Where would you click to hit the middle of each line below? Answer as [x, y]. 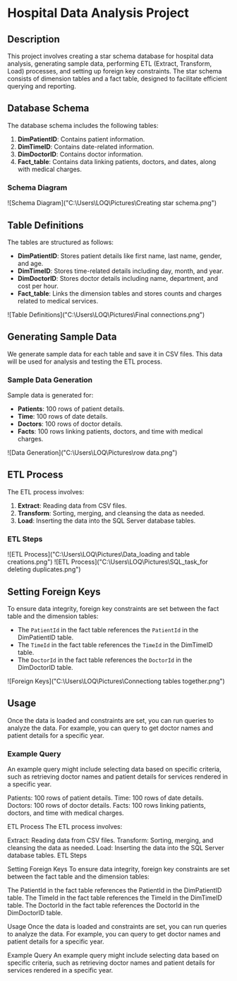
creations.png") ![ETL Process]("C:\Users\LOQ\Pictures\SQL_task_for [108, 562]
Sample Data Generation [50, 380]
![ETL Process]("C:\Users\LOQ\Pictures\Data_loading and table [99, 555]
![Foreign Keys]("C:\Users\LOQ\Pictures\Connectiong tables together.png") [116, 681]
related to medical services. [58, 301]
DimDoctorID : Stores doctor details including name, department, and [118, 278]
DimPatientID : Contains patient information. [81, 139]
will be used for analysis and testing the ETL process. [85, 361]
